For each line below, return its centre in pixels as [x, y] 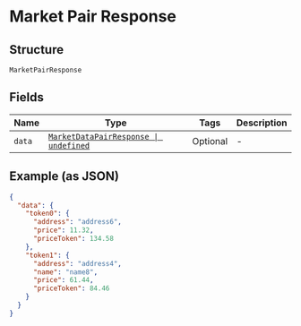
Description [262, 123]
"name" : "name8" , [65, 272]
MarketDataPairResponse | [103, 137]
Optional [210, 141]
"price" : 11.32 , [63, 230]
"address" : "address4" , [77, 263]
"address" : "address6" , [77, 222]
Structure [37, 50]
